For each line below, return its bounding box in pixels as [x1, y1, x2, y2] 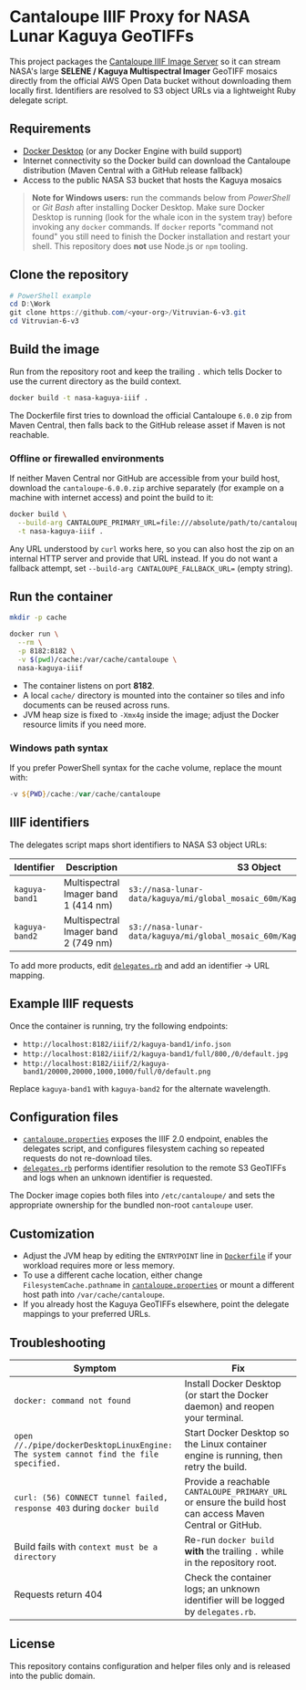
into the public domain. [9, 1670, 96, 1681]
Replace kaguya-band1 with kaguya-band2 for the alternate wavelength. [9, 1083, 270, 1094]
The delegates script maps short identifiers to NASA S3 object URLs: [9, 839, 268, 850]
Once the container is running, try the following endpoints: [9, 1020, 229, 1032]
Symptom [73, 1362, 117, 1374]
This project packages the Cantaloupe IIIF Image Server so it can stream [9, 56, 280, 67]
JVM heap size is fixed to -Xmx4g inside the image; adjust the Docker [22, 709, 280, 720]
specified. [14, 1457, 61, 1468]
